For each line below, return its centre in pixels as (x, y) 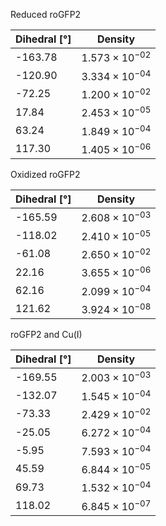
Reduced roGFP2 (46, 14)
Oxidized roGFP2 (45, 174)
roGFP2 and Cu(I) (46, 334)
